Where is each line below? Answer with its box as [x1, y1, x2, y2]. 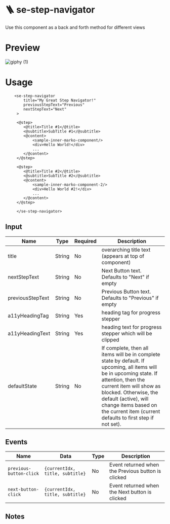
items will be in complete [101, 351, 160, 358]
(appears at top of [101, 252, 145, 259]
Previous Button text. [101, 288, 151, 295]
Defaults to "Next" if [101, 273, 149, 281]
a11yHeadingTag [8, 312, 49, 319]
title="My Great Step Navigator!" [23, 97, 96, 103]
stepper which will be [101, 330, 152, 337]
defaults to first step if [101, 414, 154, 421]
